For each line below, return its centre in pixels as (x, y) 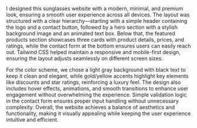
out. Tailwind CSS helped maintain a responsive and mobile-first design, (94, 52)
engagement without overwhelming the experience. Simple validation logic (96, 95)
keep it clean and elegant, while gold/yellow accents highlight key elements (98, 76)
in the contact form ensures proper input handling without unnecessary (93, 101)
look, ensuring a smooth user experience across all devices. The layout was (98, 15)
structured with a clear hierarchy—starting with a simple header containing (97, 21)
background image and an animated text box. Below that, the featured (91, 33)
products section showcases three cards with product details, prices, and (95, 40)
